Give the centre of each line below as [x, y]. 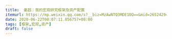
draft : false [19, 29]
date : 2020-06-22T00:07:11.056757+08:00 [49, 19]
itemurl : [15, 15]
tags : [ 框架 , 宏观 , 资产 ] [28, 24]
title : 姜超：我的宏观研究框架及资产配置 [45, 10]
